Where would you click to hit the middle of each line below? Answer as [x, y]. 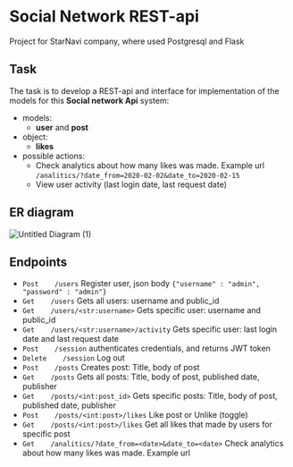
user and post [62, 127]
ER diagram [42, 212]
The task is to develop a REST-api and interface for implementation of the [144, 90]
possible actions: [53, 156]
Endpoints [38, 262]
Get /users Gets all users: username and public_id [121, 301]
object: [35, 137]
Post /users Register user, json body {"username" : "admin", [141, 284]
